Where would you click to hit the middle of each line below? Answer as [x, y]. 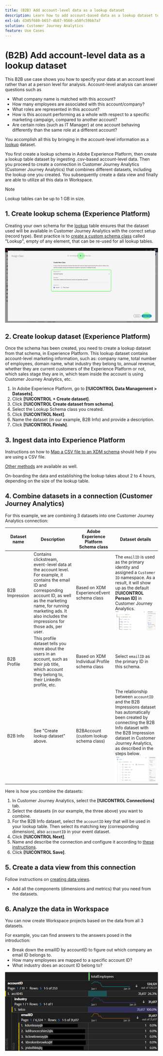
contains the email [52, 580]
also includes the [51, 616]
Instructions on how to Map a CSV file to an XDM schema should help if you [81, 452]
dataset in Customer [136, 738]
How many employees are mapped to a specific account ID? [72, 960]
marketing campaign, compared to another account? [65, 120]
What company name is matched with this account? [64, 99]
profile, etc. [45, 685]
